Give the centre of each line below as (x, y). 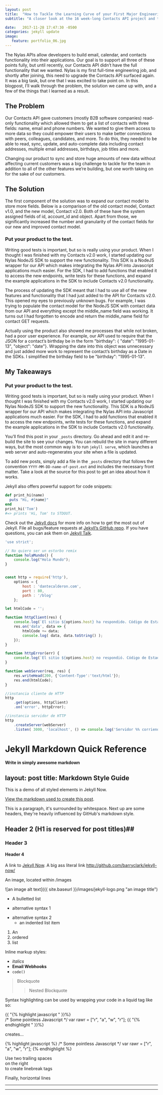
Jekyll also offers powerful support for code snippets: (59, 486)
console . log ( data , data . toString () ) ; (63, 636)
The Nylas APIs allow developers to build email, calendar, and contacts (76, 54)
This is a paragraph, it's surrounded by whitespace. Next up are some (75, 809)
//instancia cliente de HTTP (34, 693)
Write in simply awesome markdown (42, 763)
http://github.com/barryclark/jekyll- (122, 865)
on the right (16, 1063)
